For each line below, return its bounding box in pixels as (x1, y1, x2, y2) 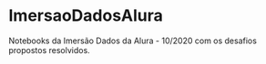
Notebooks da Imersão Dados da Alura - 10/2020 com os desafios (8, 35, 257, 46)
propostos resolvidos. (8, 44, 90, 55)
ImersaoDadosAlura (8, 5, 163, 26)
